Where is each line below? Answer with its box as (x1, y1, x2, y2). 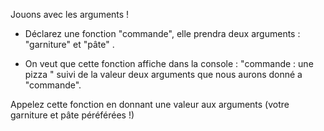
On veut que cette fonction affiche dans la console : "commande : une (24, 58, 314, 69)
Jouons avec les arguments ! (10, 9, 130, 20)
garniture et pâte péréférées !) (10, 109, 135, 121)
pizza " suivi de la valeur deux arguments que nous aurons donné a (24, 69, 303, 80)
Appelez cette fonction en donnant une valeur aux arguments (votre (10, 99, 290, 110)
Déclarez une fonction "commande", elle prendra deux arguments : (24, 28, 301, 39)
